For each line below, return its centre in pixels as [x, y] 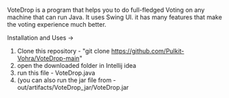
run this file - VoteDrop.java [56, 73]
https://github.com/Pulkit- [148, 51]
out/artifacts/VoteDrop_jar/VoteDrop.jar [73, 87]
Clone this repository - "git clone [63, 51]
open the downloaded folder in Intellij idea [76, 65]
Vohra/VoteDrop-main [48, 58]
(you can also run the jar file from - [66, 80]
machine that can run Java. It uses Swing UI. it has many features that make [115, 17]
